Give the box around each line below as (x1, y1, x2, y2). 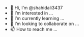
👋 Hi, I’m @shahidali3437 (10, 5, 63, 10)
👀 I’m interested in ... (10, 10, 53, 16)
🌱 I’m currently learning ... (10, 15, 65, 21)
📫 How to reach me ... (10, 26, 58, 32)
